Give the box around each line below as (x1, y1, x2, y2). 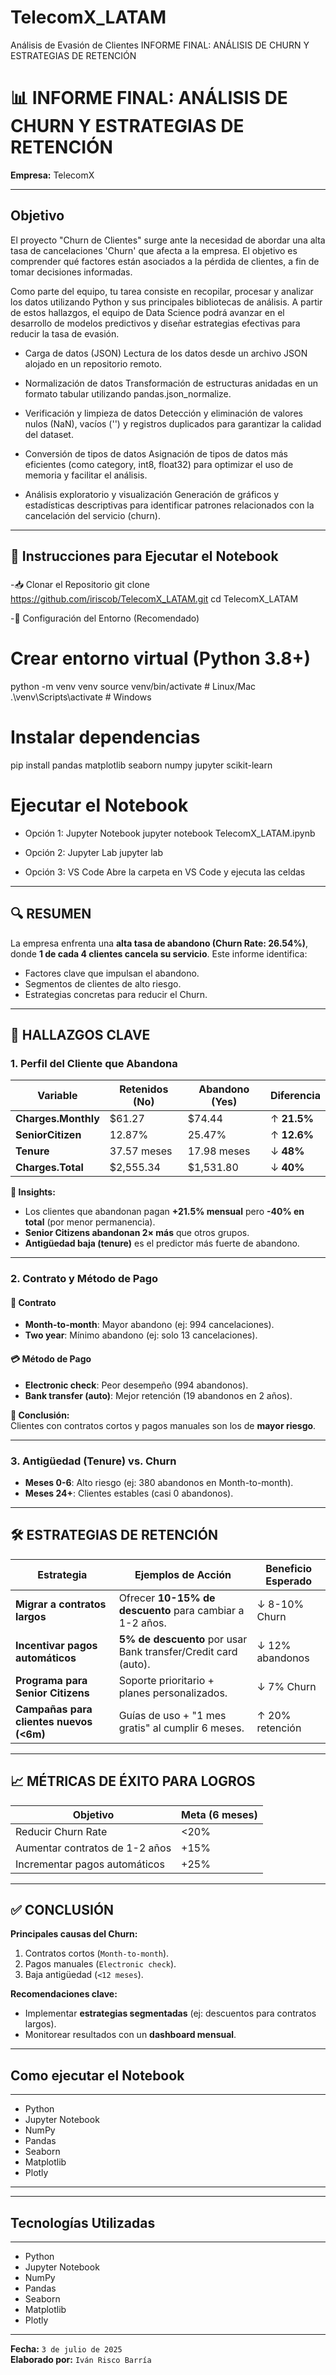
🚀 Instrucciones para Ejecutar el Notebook (10, 548, 279, 565)
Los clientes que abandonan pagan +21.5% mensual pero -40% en (24, 1206, 305, 1218)
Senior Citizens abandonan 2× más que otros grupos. (24, 1227, 250, 1239)
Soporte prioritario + (118, 1673, 215, 1687)
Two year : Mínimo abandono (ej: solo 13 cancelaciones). (24, 1329, 258, 1341)
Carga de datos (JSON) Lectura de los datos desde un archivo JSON (24, 347, 308, 359)
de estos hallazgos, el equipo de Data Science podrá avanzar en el (10, 306, 285, 318)
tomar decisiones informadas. (10, 266, 133, 278)
